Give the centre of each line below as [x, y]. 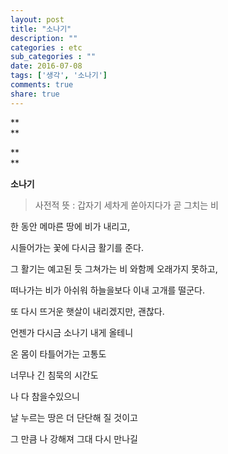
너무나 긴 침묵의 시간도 [54, 375]
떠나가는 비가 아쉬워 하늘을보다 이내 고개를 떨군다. [108, 290]
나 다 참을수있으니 [45, 396]
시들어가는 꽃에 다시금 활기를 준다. [77, 247]
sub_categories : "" [53, 57]
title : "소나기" [41, 29]
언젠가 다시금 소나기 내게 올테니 [72, 332]
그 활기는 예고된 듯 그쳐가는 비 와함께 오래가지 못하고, [114, 268]
